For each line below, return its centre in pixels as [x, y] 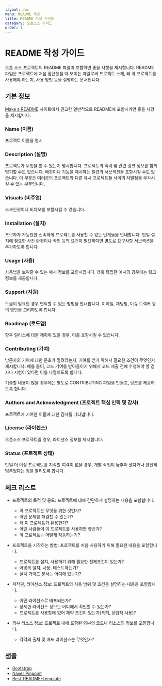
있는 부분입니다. [30, 184]
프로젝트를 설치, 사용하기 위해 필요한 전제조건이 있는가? [72, 562]
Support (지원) [22, 292]
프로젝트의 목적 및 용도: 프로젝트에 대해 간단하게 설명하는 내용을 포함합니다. [83, 500]
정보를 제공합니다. [22, 278]
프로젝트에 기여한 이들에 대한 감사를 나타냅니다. [50, 414]
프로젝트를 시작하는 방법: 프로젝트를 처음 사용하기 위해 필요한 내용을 [76, 545]
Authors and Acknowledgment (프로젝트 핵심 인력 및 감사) [72, 403]
